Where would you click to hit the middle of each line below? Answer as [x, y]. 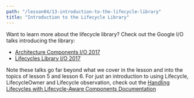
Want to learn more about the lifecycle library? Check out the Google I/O [95, 34]
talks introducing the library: [41, 40]
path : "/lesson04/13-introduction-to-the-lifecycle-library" [84, 12]
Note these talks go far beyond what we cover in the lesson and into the [95, 69]
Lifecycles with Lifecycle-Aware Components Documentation [81, 88]
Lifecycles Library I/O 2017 [47, 58]
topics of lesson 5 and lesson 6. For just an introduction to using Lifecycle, [98, 76]
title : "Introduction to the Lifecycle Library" [68, 17]
